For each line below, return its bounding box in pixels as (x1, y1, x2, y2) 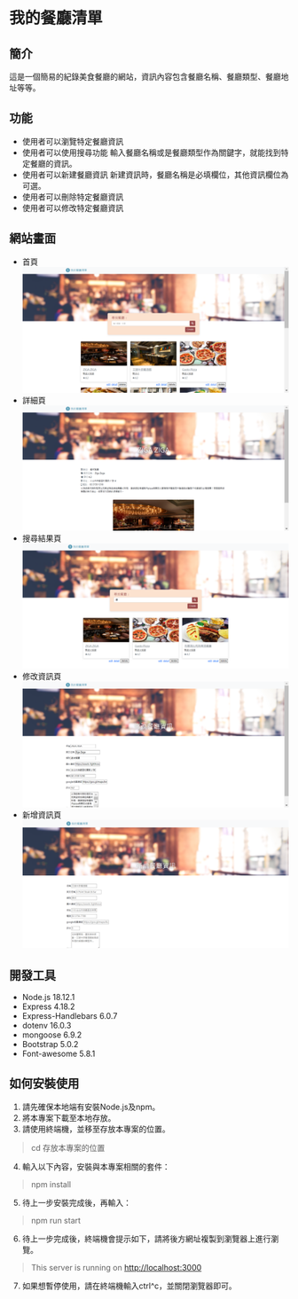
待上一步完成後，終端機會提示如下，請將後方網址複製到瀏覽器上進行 (21, 1233, 271, 1244)
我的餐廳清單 (9, 8, 104, 28)
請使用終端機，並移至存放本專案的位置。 (21, 1123, 170, 1134)
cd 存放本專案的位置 (30, 1142, 106, 1153)
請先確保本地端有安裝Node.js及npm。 (21, 1101, 161, 1112)
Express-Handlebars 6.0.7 (21, 1011, 118, 1021)
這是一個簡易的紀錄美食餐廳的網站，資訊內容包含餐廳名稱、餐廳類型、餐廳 (9, 72, 281, 82)
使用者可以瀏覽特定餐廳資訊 (21, 136, 124, 146)
